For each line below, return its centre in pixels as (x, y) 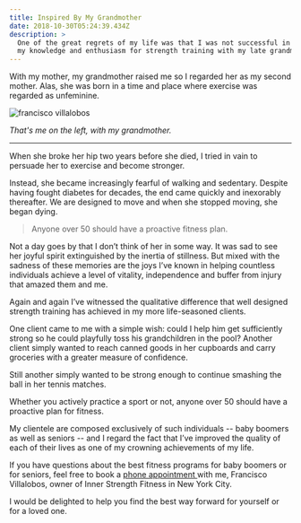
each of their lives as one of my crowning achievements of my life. (132, 448)
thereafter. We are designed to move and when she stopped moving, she (143, 202)
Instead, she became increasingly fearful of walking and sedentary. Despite (149, 183)
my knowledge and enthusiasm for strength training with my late (142, 51)
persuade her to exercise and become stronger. (97, 166)
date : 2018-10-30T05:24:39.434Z (69, 26)
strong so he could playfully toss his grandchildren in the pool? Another (141, 338)
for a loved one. (38, 511)
